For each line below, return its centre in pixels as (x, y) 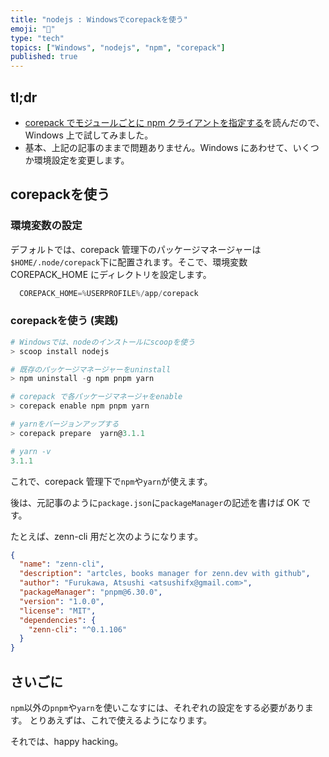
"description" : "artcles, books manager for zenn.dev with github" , (165, 574)
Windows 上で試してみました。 (89, 135)
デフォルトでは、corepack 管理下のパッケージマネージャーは (136, 249)
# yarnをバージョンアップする (65, 424)
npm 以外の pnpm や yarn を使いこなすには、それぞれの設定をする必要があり (157, 707)
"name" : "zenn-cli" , (62, 564)
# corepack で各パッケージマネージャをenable (96, 397)
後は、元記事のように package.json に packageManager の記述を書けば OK (155, 502)
